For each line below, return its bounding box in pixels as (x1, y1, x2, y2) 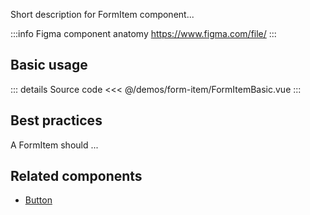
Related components (10, 168, 143, 185)
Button (24, 194, 53, 206)
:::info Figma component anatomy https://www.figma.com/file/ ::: (10, 28, 277, 39)
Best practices (10, 112, 103, 129)
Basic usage (10, 57, 88, 74)
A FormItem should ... (10, 139, 99, 151)
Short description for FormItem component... (10, 9, 195, 20)
